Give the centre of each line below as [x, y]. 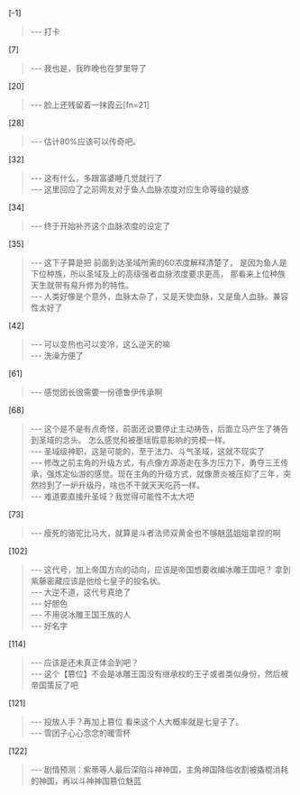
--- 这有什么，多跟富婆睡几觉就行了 [96, 178]
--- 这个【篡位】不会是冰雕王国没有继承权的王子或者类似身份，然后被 [159, 674]
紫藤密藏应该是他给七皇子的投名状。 [98, 581]
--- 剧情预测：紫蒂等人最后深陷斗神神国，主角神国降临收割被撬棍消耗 [159, 769]
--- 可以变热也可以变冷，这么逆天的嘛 [100, 344]
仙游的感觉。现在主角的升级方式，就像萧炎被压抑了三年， [177, 474]
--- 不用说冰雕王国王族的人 [81, 615]
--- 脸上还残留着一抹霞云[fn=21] [90, 105]
